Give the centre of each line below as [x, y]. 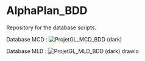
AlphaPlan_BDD [47, 11]
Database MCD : [27, 39]
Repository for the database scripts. [51, 27]
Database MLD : [27, 51]
